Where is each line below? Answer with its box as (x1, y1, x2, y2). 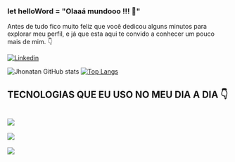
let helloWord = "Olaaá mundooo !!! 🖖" (7, 6, 141, 16)
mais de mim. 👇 (7, 38, 53, 46)
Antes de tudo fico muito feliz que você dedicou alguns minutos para (7, 22, 208, 31)
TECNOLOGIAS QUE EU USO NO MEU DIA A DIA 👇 (7, 88, 229, 100)
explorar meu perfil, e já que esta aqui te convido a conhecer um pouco (7, 29, 215, 38)
